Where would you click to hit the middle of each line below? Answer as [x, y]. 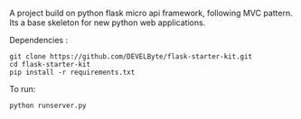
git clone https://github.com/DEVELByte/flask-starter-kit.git [131, 57]
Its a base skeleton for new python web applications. [108, 23]
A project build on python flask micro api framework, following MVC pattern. [151, 13]
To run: [23, 89]
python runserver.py [48, 105]
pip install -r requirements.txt [72, 72]
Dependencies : [39, 40]
